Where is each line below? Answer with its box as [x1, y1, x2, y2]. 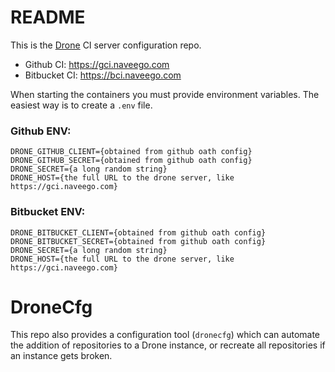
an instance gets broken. [10, 350, 113, 362]
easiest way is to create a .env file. [10, 99, 153, 111]
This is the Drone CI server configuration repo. [10, 39, 202, 51]
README [10, 6, 86, 29]
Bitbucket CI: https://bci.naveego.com [24, 69, 182, 81]
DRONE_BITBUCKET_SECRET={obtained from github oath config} [10, 236, 267, 246]
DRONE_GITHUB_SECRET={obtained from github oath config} [10, 156, 253, 166]
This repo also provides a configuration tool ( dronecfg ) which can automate [10, 329, 321, 341]
